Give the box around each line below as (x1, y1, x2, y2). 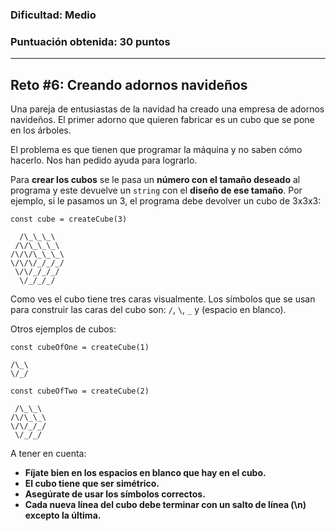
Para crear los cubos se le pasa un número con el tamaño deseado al (10, 174, 301, 186)
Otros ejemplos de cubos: (10, 323, 117, 335)
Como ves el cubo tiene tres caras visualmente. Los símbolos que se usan (10, 293, 316, 305)
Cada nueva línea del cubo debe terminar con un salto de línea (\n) (24, 499, 307, 511)
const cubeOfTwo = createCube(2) (10, 386, 150, 397)
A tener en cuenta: (10, 448, 87, 460)
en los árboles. (10, 124, 72, 137)
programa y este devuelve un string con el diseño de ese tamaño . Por (10, 184, 303, 197)
